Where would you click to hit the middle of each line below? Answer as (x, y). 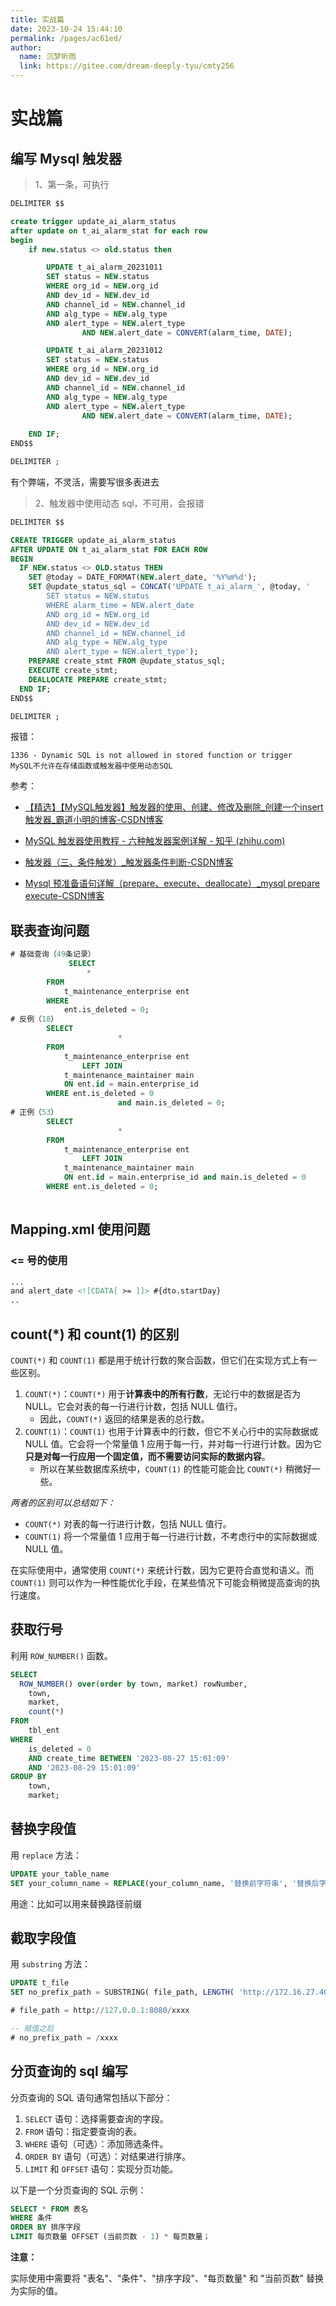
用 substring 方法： (51, 1964)
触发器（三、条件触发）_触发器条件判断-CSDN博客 (129, 862)
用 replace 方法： (46, 1855)
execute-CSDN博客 (64, 896)
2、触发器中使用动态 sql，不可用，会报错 (119, 503)
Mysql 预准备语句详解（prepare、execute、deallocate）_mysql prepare (172, 883)
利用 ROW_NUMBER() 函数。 (61, 1655)
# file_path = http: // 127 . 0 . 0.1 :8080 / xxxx (100, 2011)
